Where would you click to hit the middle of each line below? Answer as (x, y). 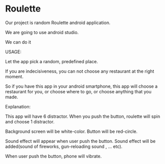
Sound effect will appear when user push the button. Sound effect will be (80, 141)
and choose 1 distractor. (30, 121)
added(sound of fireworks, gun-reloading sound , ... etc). (64, 146)
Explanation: (18, 106)
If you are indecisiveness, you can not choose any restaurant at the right (80, 71)
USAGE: (13, 52)
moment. (14, 76)
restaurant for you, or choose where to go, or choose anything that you (78, 91)
